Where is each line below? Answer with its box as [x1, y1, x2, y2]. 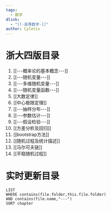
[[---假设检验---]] [13, 119, 50, 125]
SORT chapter [6, 201, 34, 206]
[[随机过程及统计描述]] [13, 138, 61, 144]
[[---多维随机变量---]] [13, 81, 59, 87]
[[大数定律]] [13, 93, 38, 99]
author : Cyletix [6, 27, 40, 32]
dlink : [6, 17, 20, 22]
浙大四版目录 [6, 50, 60, 62]
